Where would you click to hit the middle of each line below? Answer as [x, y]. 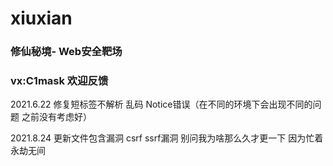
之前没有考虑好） [56, 117]
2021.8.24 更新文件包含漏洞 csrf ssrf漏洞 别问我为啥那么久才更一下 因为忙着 [167, 138]
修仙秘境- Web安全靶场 [66, 52]
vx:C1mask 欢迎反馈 [59, 81]
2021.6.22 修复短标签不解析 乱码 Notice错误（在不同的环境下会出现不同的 [161, 104]
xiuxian [41, 18]
